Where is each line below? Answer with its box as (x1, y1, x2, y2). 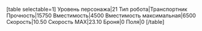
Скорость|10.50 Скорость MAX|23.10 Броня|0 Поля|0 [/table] (6, 18, 165, 25)
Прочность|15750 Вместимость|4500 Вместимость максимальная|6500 (6, 12, 196, 19)
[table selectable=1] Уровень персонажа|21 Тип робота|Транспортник (6, 6, 188, 13)
